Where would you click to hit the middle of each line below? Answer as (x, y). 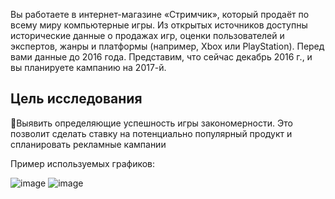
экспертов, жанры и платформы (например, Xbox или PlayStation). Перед (167, 46)
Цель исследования (76, 99)
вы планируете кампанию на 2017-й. (88, 67)
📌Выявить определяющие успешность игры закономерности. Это (151, 123)
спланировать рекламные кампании (88, 144)
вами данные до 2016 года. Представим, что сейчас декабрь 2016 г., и (161, 57)
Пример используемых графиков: (83, 163)
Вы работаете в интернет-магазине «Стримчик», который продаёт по (160, 14)
